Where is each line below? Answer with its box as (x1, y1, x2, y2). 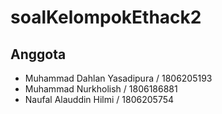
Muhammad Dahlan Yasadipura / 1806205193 (24, 72, 213, 84)
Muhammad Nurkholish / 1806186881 (24, 83, 178, 95)
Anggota (10, 46, 67, 63)
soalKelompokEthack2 (10, 6, 202, 29)
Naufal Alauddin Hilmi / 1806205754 (24, 94, 175, 105)
